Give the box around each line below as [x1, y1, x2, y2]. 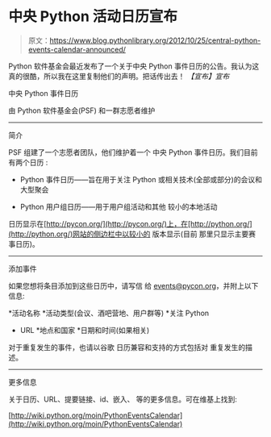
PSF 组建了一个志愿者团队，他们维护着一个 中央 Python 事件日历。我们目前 [8, 147, 258, 157]
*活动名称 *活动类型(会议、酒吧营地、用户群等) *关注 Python [8, 308, 210, 318]
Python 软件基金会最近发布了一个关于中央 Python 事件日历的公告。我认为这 [8, 61, 260, 71]
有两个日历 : [8, 157, 48, 167]
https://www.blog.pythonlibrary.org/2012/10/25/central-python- [49, 35, 261, 45]
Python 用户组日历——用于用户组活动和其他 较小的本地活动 [19, 202, 218, 211]
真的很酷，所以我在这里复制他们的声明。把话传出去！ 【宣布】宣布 [8, 71, 230, 81]
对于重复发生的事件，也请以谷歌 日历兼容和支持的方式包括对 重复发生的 [8, 342, 246, 352]
